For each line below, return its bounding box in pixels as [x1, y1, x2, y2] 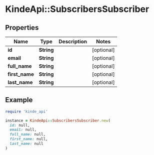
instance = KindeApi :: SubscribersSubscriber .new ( [5, 118, 111, 123]
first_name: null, [9, 137, 48, 142]
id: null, [9, 123, 30, 128]
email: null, [9, 127, 37, 133]
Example [5, 96, 33, 104]
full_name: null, [9, 132, 46, 137]
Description [58, 38, 87, 45]
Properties [5, 23, 39, 32]
